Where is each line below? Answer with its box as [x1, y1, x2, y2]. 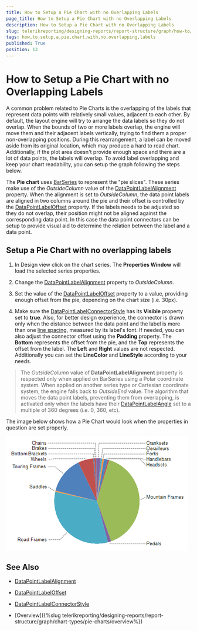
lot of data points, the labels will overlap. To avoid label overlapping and [6, 155, 179, 162]
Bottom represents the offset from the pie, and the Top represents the [14, 338, 185, 346]
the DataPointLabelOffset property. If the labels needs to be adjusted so [6, 203, 180, 210]
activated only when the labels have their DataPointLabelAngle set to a [20, 400, 191, 407]
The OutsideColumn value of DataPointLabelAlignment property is [20, 369, 183, 376]
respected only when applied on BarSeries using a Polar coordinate [20, 375, 184, 382]
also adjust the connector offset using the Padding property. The [14, 333, 172, 340]
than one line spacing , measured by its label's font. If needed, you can [14, 326, 185, 333]
